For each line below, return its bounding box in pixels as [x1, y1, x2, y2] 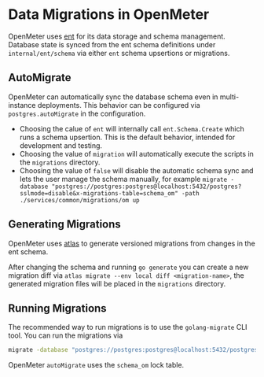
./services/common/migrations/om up [19, 196, 140, 204]
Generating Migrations [8, 218, 122, 231]
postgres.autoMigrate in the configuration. [8, 109, 146, 118]
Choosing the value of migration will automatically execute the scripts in [19, 149, 254, 158]
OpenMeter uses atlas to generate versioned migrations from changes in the [8, 238, 255, 248]
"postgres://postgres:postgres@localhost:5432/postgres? [51, 183, 242, 190]
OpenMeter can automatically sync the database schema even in [8, 92, 218, 102]
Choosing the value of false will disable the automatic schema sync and [19, 165, 254, 175]
